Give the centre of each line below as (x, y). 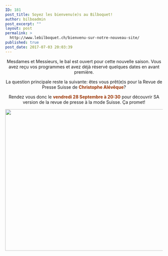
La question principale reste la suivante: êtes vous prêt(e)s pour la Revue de (84, 82)
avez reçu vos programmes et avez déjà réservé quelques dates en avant (84, 67)
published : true (22, 43)
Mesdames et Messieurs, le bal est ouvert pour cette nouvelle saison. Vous (84, 61)
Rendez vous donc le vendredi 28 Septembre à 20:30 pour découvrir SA (84, 97)
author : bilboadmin (25, 19)
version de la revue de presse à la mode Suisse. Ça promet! (84, 102)
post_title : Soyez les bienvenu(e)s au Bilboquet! (59, 15)
